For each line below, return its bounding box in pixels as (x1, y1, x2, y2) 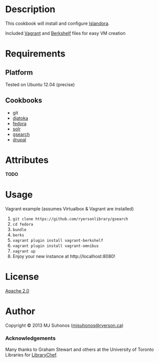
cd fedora (12, 222, 34, 227)
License (5, 271, 39, 282)
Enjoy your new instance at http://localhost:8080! (12, 253, 116, 259)
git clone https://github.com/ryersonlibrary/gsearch (12, 216, 128, 222)
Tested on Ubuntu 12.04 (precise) (5, 81, 75, 87)
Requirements (5, 48, 66, 59)
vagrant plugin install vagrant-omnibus (12, 243, 99, 248)
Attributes (5, 154, 49, 166)
